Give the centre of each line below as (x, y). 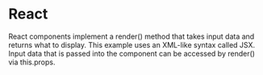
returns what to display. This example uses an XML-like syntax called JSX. (132, 44)
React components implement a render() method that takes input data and (131, 36)
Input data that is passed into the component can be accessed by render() (132, 53)
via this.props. (32, 62)
